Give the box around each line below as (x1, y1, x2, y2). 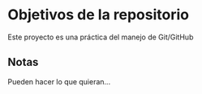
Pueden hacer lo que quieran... (7, 76, 111, 86)
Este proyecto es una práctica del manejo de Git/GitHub (7, 32, 194, 42)
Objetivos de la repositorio (7, 6, 190, 24)
